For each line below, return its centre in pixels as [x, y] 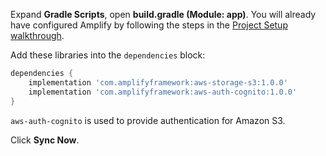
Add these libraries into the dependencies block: [108, 55]
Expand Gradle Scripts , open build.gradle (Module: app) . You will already [163, 14]
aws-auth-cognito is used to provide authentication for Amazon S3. [148, 120]
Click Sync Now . [45, 140]
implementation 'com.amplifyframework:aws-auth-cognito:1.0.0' [163, 92]
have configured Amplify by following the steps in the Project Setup [149, 25]
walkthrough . [37, 35]
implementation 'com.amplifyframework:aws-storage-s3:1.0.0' [158, 82]
